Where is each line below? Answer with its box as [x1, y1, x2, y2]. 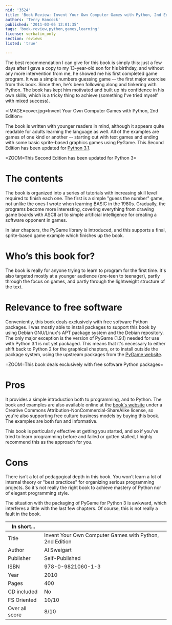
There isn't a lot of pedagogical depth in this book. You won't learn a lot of [5, 474, 162, 480]
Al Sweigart [44, 546, 72, 554]
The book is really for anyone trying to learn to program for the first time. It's [5, 267, 166, 274]
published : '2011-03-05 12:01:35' [5, 22, 79, 27]
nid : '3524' [5, 7, 31, 13]
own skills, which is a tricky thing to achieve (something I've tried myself [5, 92, 158, 98]
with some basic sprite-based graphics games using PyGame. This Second [5, 139, 164, 145]
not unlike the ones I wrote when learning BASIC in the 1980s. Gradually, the [5, 201, 166, 207]
